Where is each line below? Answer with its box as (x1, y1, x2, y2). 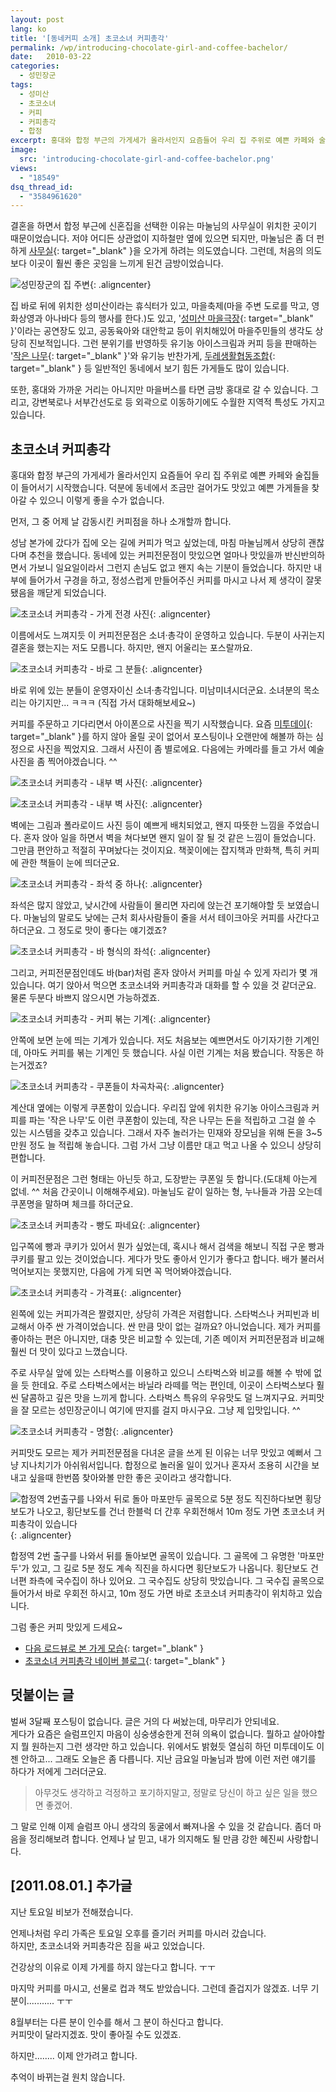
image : (10, 145, 38, 155)
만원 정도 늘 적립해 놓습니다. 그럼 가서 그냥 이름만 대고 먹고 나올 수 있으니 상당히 (10, 1139, 322, 1151)
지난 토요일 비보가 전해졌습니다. (10, 1906, 134, 1918)
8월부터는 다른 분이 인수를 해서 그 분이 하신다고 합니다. (10, 2016, 224, 2028)
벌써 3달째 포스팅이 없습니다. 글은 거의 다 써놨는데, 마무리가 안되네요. (10, 1715, 280, 1727)
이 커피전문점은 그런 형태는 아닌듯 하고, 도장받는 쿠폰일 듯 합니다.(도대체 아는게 (10, 1173, 318, 1185)
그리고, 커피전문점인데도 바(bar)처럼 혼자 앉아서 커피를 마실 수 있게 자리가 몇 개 (10, 967, 318, 979)
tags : (10, 80, 33, 90)
